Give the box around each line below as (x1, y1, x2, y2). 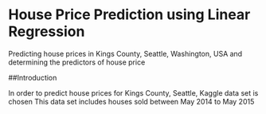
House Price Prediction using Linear (8, 6, 251, 24)
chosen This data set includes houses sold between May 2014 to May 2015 (8, 96, 255, 106)
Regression (8, 22, 85, 41)
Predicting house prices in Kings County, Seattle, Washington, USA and (8, 49, 243, 58)
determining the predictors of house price (8, 57, 146, 67)
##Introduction (8, 73, 57, 82)
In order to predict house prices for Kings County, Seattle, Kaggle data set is (8, 88, 259, 97)
